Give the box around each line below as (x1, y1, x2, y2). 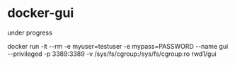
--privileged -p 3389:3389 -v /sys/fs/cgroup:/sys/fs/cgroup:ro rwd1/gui (7, 49, 217, 58)
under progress (7, 28, 53, 37)
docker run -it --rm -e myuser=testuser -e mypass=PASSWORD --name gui (7, 42, 229, 50)
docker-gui (7, 5, 74, 21)
